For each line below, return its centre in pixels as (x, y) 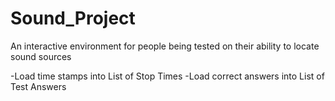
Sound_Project (73, 18)
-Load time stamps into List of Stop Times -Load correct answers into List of (167, 76)
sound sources (41, 56)
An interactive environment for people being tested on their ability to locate (165, 46)
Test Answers (38, 86)
